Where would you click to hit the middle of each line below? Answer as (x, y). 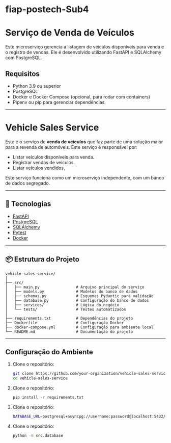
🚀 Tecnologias (28, 204)
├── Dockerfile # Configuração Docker (65, 323)
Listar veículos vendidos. (39, 168)
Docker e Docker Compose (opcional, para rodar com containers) (81, 97)
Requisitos (22, 74)
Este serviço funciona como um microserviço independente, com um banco (85, 177)
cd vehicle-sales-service (40, 378)
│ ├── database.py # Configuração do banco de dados (77, 300)
